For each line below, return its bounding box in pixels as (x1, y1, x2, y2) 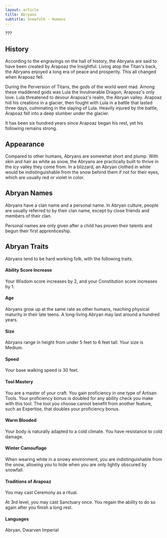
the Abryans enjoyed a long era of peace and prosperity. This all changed (5, 69, 157, 75)
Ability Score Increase (5, 267, 52, 273)
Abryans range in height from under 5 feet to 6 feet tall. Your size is (5, 339, 144, 345)
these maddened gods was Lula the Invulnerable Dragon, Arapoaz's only (5, 89, 155, 95)
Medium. (5, 345, 23, 351)
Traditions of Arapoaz (5, 478, 51, 484)
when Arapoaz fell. (5, 74, 44, 80)
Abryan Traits (5, 242, 49, 251)
